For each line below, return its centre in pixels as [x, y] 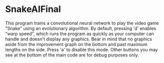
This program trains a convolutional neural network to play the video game [82, 23]
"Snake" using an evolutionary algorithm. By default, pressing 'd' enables [81, 28]
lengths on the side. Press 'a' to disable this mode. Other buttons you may [81, 49]
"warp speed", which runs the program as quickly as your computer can [80, 33]
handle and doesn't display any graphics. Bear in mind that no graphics [79, 39]
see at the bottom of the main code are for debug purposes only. [72, 55]
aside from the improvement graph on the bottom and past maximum [76, 44]
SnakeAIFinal [33, 9]
